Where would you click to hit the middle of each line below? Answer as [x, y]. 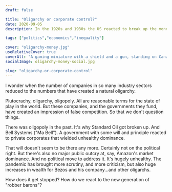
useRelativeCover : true [31, 52]
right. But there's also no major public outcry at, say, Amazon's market [79, 153]
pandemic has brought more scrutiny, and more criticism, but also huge [81, 164]
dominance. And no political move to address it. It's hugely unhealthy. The [83, 159]
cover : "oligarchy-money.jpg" [38, 47]
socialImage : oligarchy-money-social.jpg [50, 61]
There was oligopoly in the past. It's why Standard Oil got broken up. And [82, 127]
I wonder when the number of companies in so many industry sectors [79, 86]
